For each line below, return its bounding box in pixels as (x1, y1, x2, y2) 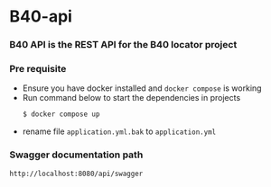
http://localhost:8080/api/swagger (9, 169, 144, 178)
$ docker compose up (22, 110, 100, 119)
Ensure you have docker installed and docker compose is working (22, 83, 262, 93)
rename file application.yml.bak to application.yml (22, 126, 217, 137)
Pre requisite (9, 63, 67, 76)
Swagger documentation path (9, 148, 144, 161)
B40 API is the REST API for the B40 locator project (9, 39, 238, 51)
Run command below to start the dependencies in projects (22, 93, 241, 103)
